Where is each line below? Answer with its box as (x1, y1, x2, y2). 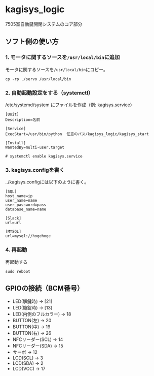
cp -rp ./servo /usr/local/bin (5, 76, 71, 82)
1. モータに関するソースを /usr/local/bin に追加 (5, 54, 120, 61)
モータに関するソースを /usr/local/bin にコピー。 (5, 66, 108, 72)
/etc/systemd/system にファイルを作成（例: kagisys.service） (5, 102, 135, 108)
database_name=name (5, 207, 47, 212)
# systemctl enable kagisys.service (5, 153, 83, 159)
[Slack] (5, 216, 22, 221)
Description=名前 (5, 117, 41, 122)
